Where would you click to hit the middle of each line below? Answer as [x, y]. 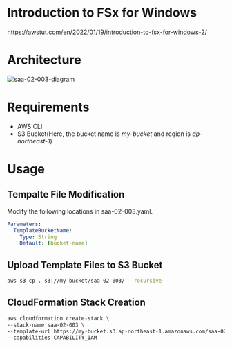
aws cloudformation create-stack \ [58, 318]
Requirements [48, 107]
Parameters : [24, 224]
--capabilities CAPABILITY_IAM [52, 338]
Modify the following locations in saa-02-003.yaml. [80, 211]
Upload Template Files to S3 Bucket [85, 265]
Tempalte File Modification [66, 194]
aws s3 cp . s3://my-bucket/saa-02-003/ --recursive [85, 281]
